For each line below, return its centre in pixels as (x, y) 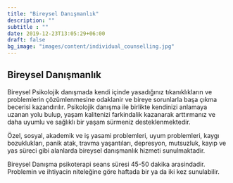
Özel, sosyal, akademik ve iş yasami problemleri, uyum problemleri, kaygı (113, 135)
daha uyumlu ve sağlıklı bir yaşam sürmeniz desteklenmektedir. (99, 122)
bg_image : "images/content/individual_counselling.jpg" (91, 46)
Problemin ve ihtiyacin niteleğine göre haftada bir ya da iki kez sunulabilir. (114, 171)
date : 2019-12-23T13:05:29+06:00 (56, 33)
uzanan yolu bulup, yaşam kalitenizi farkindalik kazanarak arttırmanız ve (112, 114)
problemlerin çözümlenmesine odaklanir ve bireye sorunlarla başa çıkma (112, 99)
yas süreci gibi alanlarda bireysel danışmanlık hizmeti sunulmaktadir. (106, 150)
